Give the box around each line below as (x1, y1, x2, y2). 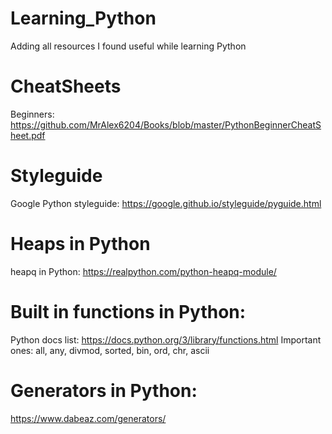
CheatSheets (10, 75, 122, 98)
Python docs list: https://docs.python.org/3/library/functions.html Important (10, 333, 322, 346)
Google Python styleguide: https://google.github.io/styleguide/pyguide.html (10, 197, 322, 209)
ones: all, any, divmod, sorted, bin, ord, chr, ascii (10, 344, 210, 356)
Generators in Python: (10, 379, 198, 402)
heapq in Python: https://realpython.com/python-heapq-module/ (10, 265, 277, 277)
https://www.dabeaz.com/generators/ (10, 412, 167, 424)
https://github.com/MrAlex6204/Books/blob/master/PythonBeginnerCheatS (10, 118, 322, 131)
